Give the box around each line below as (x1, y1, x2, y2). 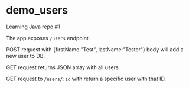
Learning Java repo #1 (6, 23, 60, 30)
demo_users (6, 4, 69, 17)
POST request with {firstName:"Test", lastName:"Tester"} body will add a (6, 45, 184, 53)
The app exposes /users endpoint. (6, 34, 90, 41)
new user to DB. (6, 52, 45, 59)
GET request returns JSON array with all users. (6, 63, 120, 71)
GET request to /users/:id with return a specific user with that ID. (6, 75, 167, 82)
